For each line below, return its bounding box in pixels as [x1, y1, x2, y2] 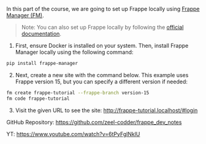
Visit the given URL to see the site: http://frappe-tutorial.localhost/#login [15, 107, 198, 114]
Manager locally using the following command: [15, 48, 134, 56]
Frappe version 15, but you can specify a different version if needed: [15, 78, 188, 85]
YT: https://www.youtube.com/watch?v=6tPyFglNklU [6, 130, 140, 137]
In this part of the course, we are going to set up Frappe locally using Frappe [6, 6, 200, 12]
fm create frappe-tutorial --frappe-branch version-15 [6, 89, 150, 96]
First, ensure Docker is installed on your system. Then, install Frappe [15, 42, 189, 49]
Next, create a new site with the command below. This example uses [15, 71, 189, 78]
